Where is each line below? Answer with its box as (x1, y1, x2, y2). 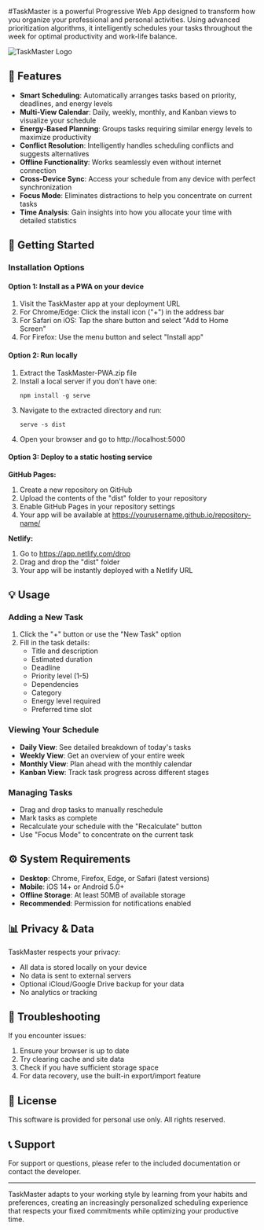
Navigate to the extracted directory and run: (19, 405, 163, 415)
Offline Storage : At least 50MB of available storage (19, 890, 186, 899)
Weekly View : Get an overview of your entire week (19, 751, 185, 760)
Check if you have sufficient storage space (19, 1063, 159, 1072)
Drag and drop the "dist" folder (19, 557, 120, 567)
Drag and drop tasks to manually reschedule (19, 805, 163, 814)
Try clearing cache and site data (19, 1055, 124, 1064)
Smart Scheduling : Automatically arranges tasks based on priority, (19, 90, 237, 100)
